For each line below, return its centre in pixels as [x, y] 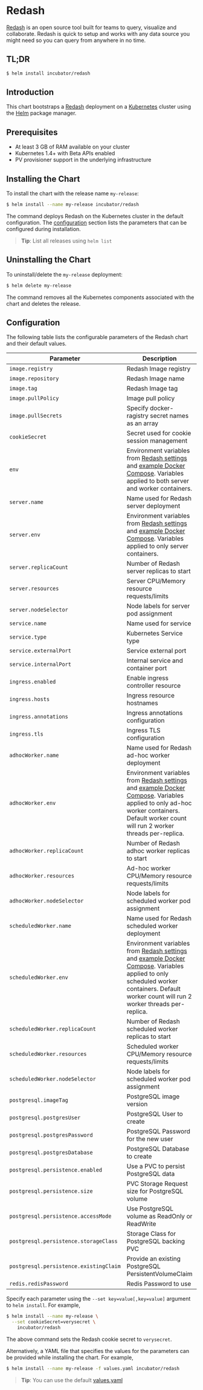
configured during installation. [44, 229]
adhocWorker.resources [42, 876]
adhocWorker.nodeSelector [47, 901]
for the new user [150, 1139]
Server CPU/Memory [156, 581]
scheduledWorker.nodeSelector [53, 1079]
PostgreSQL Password [158, 1132]
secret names [169, 416]
